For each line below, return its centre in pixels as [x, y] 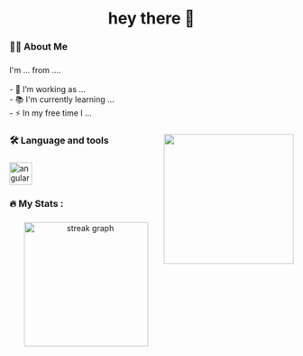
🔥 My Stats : [37, 203]
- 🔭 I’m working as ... [48, 89]
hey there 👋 [151, 19]
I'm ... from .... [35, 70]
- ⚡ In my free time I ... [50, 113]
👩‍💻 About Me [38, 47]
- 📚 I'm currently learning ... [62, 99]
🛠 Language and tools [60, 140]
